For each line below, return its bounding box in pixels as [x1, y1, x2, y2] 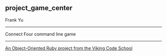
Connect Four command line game [5, 31, 76, 37]
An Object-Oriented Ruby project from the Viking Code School [5, 45, 133, 51]
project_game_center [5, 4, 73, 12]
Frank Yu [5, 17, 24, 23]
